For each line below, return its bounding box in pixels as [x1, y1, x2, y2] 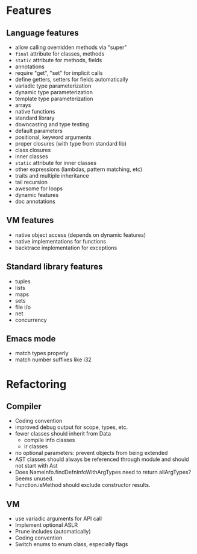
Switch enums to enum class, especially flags [14, 541, 128, 548]
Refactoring [6, 377, 67, 391]
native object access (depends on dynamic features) [14, 231, 146, 239]
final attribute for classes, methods [14, 50, 105, 57]
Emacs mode [6, 333, 56, 344]
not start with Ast [14, 462, 58, 469]
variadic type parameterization [14, 82, 92, 89]
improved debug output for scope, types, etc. [14, 424, 128, 431]
